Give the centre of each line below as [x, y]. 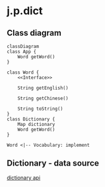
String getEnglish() [43, 88]
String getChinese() [43, 99]
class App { [21, 52]
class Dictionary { [31, 119]
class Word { [23, 72]
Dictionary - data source [53, 164]
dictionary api [24, 178]
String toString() [40, 109]
